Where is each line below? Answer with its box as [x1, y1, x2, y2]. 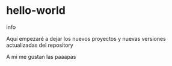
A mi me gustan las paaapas [6, 53, 76, 60]
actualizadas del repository [6, 41, 73, 49]
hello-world [6, 4, 66, 17]
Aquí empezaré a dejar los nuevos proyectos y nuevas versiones [6, 35, 167, 42]
